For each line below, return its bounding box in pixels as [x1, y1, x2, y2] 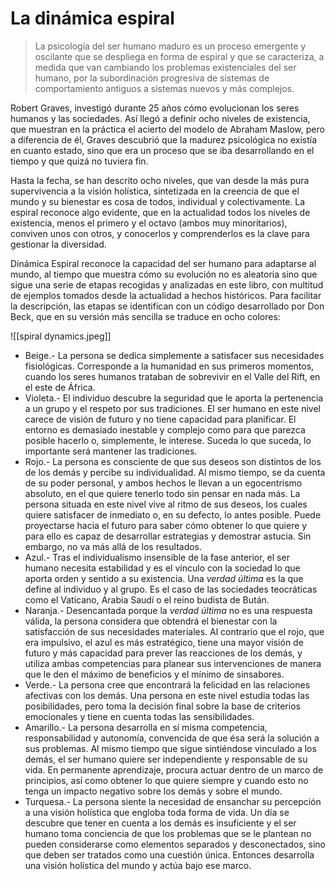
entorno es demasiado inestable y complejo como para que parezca [24, 423, 306, 436]
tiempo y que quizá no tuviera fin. [10, 155, 149, 167]
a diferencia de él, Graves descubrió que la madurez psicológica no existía [10, 133, 318, 146]
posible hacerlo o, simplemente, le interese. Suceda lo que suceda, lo [24, 434, 312, 446]
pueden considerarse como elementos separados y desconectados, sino [24, 838, 326, 850]
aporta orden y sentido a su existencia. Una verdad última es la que [24, 572, 304, 584]
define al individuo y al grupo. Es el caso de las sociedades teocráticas [24, 583, 318, 595]
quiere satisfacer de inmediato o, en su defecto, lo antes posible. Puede [24, 508, 322, 521]
